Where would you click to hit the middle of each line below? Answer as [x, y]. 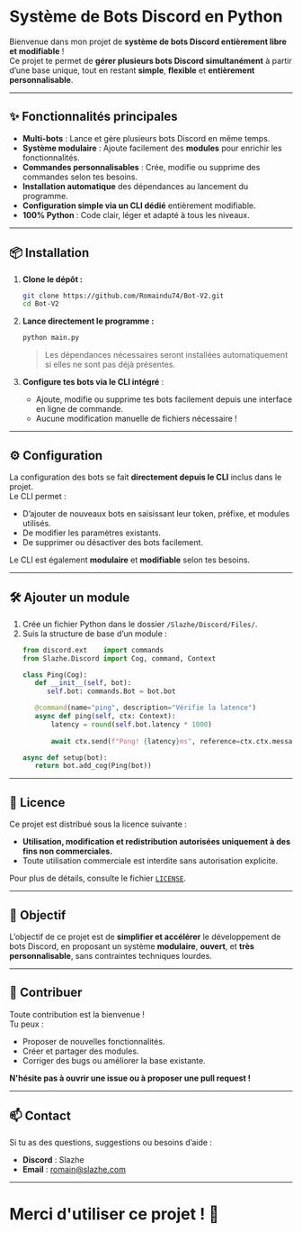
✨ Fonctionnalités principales [93, 117]
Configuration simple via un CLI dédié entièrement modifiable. [139, 205]
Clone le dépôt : [53, 279]
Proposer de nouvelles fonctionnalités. [93, 1041]
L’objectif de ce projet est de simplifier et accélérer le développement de [145, 936]
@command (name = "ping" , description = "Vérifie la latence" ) [146, 708]
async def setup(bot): [65, 758]
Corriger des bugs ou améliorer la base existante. [114, 1060]
